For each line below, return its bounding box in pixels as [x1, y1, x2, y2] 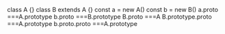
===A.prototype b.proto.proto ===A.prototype [7, 20, 138, 27]
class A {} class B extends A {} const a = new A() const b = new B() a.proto [7, 6, 219, 13]
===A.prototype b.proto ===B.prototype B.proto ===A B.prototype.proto [7, 13, 212, 21]
